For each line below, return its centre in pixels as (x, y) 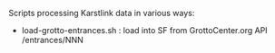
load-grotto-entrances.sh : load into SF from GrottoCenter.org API (145, 30)
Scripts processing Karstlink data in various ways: (102, 13)
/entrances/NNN (52, 40)
